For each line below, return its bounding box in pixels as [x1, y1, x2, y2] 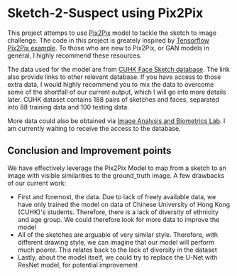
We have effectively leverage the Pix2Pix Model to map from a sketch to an [7, 164, 227, 172]
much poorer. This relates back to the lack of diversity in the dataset [17, 245, 218, 254]
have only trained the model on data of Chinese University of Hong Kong [17, 200, 231, 208]
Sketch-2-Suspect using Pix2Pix [7, 5, 204, 21]
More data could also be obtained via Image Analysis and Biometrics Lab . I [7, 116, 226, 125]
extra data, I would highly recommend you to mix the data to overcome [7, 80, 214, 88]
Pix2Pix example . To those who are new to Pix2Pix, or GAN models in [7, 43, 209, 52]
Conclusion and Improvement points [7, 144, 172, 157]
